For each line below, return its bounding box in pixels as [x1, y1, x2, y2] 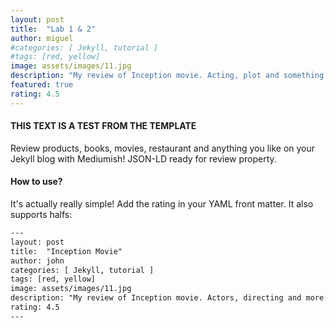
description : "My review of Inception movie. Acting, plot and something [10, 71, 325, 81]
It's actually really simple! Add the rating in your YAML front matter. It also [10, 198, 314, 210]
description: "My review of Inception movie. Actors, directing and [10, 293, 302, 303]
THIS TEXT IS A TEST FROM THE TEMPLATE [10, 120, 197, 132]
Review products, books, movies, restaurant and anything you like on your [10, 142, 316, 154]
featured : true [10, 80, 74, 90]
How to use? [10, 176, 63, 188]
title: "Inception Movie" [10, 246, 123, 256]
